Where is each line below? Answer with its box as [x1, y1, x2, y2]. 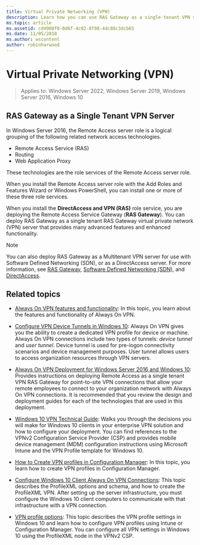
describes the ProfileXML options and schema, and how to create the [14, 483, 185, 490]
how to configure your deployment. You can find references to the [14, 428, 177, 435]
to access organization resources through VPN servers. [14, 354, 151, 362]
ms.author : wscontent [6, 36, 60, 42]
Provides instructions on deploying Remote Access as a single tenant [14, 372, 185, 379]
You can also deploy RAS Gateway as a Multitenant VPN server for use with [6, 253, 191, 260]
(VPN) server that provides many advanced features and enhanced [6, 223, 171, 231]
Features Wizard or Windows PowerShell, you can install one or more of [6, 186, 183, 194]
